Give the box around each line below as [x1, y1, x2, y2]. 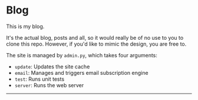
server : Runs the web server [14, 81, 84, 88]
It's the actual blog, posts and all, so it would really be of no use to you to [6, 34, 184, 41]
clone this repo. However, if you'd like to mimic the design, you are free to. [6, 40, 187, 47]
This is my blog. [6, 23, 45, 30]
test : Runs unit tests [14, 75, 65, 82]
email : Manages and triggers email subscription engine [14, 69, 148, 76]
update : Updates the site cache [14, 63, 90, 70]
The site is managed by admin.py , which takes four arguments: [6, 51, 158, 58]
